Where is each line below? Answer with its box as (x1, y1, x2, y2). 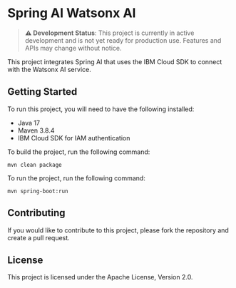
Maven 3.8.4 (17, 126, 55, 135)
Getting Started (7, 86, 78, 98)
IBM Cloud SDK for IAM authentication (17, 133, 130, 142)
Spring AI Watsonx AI (7, 5, 136, 21)
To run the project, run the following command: (7, 173, 146, 182)
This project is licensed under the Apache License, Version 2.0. (7, 273, 193, 282)
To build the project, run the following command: (7, 148, 150, 156)
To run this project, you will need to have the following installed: (7, 105, 195, 113)
